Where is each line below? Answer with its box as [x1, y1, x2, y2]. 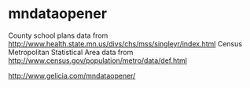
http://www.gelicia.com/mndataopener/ [8, 71, 136, 80]
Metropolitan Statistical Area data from [8, 47, 134, 57]
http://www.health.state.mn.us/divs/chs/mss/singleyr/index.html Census [8, 38, 242, 48]
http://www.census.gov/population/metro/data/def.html [8, 56, 187, 65]
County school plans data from [8, 31, 108, 40]
